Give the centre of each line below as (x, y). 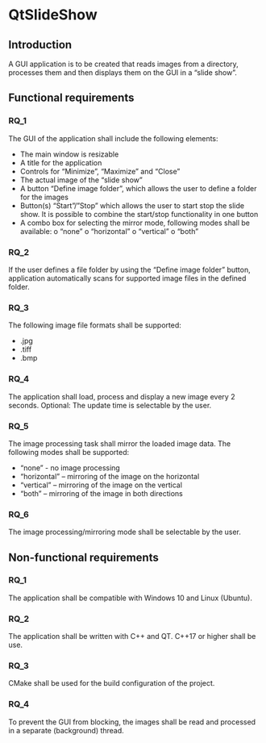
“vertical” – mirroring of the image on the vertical (101, 485)
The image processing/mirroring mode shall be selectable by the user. (125, 532)
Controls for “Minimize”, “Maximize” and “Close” (100, 171)
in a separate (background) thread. (66, 730)
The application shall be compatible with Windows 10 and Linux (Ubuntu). (130, 598)
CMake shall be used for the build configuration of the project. (112, 683)
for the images (44, 197)
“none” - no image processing (70, 468)
